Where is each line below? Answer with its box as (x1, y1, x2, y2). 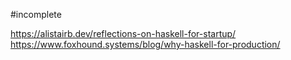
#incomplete (10, 9, 62, 20)
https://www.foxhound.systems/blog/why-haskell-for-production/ (10, 39, 281, 50)
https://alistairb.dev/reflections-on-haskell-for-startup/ (10, 28, 237, 39)
